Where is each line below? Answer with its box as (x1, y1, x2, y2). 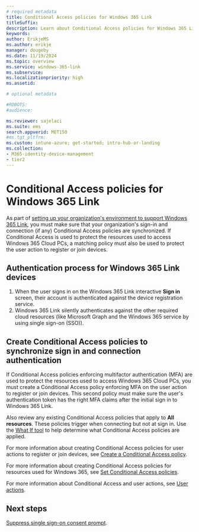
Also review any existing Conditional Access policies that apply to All (6, 414, 175, 421)
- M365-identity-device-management (6, 151, 94, 157)
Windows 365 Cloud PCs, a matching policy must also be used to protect (6, 240, 185, 247)
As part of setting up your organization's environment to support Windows (6, 214, 188, 221)
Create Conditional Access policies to (6, 336, 148, 347)
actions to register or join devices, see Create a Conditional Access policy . (6, 451, 188, 458)
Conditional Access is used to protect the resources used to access (6, 233, 171, 240)
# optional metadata (6, 91, 57, 97)
